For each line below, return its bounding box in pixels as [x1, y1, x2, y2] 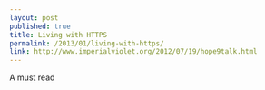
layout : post [9, 13, 59, 23]
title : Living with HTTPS [9, 30, 107, 39]
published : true [9, 22, 71, 31]
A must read [9, 72, 55, 83]
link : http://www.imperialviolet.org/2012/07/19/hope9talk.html [9, 47, 258, 56]
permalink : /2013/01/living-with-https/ [9, 38, 165, 48]
